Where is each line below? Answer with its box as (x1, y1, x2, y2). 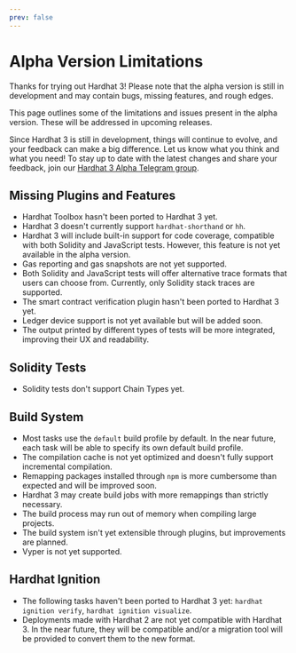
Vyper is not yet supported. (21, 546, 122, 556)
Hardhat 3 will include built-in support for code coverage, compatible (21, 230, 275, 241)
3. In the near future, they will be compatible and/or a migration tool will (21, 624, 284, 634)
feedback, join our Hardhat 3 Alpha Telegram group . (9, 162, 199, 173)
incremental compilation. (21, 461, 113, 472)
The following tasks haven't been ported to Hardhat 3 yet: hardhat (21, 595, 263, 606)
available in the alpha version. (21, 250, 131, 260)
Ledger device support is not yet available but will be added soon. (21, 315, 263, 326)
